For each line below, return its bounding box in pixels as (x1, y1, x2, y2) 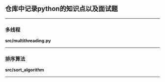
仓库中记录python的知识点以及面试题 (5, 4, 118, 13)
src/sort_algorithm (5, 67, 44, 73)
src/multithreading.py (5, 38, 51, 44)
